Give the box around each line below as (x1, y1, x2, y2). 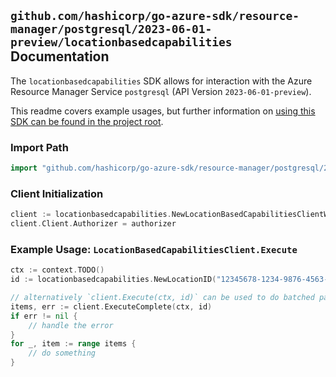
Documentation (10, 48, 110, 65)
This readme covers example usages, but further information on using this (10, 105, 316, 117)
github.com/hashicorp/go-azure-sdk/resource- (10, 9, 300, 24)
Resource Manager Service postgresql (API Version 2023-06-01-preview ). (10, 85, 312, 97)
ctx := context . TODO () (10, 265, 105, 275)
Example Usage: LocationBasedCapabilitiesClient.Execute (10, 242, 298, 256)
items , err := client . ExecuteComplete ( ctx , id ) (10, 301, 213, 312)
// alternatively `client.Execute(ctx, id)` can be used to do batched (10, 293, 315, 303)
